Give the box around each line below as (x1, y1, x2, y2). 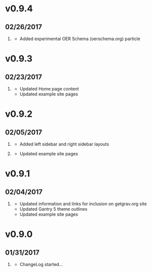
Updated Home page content (19, 86, 79, 91)
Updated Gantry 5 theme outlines (19, 206, 88, 212)
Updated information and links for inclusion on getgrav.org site (19, 201, 147, 207)
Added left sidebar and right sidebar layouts (19, 141, 110, 147)
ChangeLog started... (19, 262, 63, 267)
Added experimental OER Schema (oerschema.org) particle (19, 36, 141, 42)
